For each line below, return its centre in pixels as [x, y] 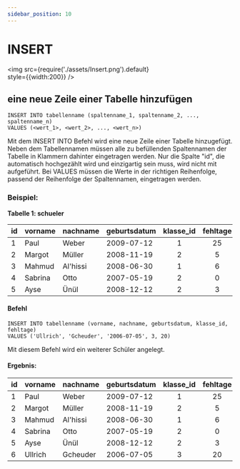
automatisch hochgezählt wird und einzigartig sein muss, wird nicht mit [112, 164]
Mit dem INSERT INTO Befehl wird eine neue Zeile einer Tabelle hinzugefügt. [120, 141]
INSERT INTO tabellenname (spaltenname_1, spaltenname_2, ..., [104, 116]
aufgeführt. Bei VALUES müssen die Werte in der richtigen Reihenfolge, [112, 171]
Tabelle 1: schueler [36, 213]
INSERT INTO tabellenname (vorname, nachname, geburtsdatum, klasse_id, [118, 323]
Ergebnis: [22, 365]
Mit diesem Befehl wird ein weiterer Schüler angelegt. [86, 349]
